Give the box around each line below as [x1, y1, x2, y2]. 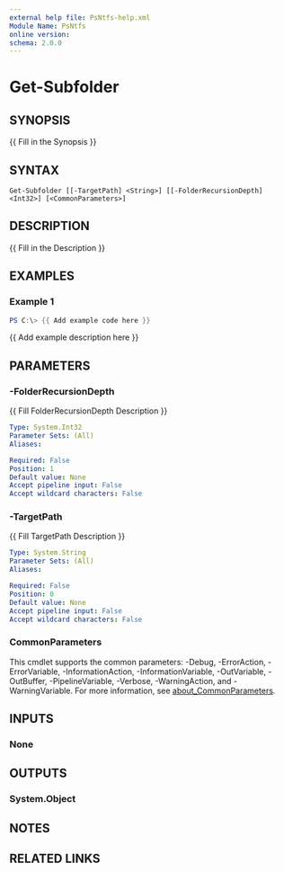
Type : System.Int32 [9, 423, 83, 432]
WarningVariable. [9, 685, 74, 696]
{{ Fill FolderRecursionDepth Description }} [9, 405, 168, 416]
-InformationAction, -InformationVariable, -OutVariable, [62, 666, 267, 677]
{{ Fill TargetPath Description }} [9, 531, 126, 542]
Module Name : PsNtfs [9, 22, 87, 31]
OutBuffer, [9, 675, 48, 686]
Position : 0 [9, 590, 54, 599]
